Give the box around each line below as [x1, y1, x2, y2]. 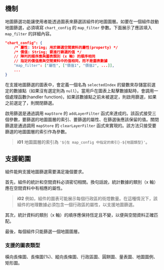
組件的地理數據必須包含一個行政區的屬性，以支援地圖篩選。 [17, 202, 137, 208]
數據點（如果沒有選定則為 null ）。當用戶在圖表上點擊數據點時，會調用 [13, 87, 154, 94]
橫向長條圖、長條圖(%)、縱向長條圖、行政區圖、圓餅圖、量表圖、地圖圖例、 [5, 253, 158, 260]
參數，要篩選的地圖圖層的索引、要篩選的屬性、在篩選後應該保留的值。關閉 [9, 116, 159, 122]
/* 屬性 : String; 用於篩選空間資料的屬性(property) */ [14, 45, 118, 50]
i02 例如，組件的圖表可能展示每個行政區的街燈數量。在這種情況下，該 [17, 195, 158, 201]
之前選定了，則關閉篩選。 [5, 100, 57, 106]
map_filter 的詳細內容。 [5, 31, 54, 37]
